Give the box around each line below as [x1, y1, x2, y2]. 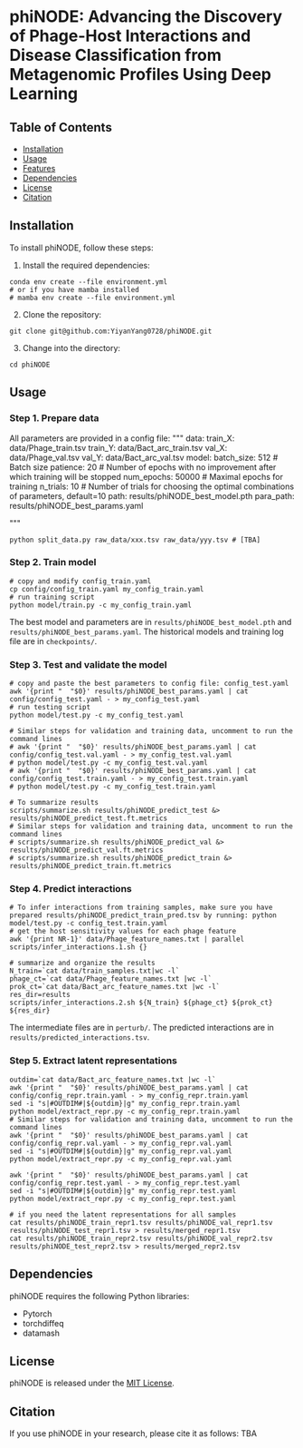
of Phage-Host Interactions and [9, 25, 251, 46]
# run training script [9, 592, 95, 602]
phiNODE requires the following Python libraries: [9, 1290, 190, 1301]
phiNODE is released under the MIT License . [9, 1377, 175, 1389]
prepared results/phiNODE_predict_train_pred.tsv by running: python [9, 911, 278, 920]
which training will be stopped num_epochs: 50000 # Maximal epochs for [9, 471, 283, 482]
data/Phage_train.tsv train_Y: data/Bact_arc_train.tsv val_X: [9, 442, 228, 453]
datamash [22, 1327, 61, 1338]
